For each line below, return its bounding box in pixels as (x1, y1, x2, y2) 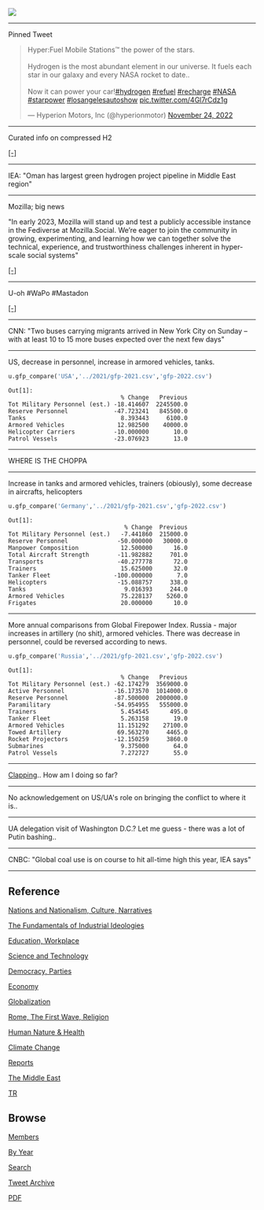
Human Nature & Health (8, 1027, 85, 1037)
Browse (8, 1111, 46, 1124)
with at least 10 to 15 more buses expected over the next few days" (8, 334, 225, 344)
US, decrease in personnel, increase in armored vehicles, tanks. (8, 357, 215, 367)
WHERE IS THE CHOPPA (8, 456, 88, 465)
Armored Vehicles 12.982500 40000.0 (8, 421, 189, 429)
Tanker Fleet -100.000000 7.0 (8, 571, 189, 579)
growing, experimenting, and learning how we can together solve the (8, 234, 232, 243)
